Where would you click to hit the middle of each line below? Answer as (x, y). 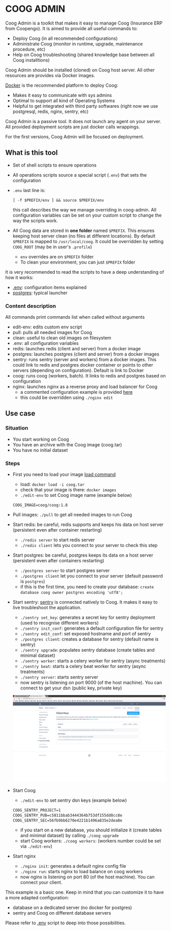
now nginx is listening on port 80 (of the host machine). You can (87, 877)
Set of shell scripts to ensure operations (54, 165)
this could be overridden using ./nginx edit (66, 398)
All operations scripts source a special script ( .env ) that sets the (80, 175)
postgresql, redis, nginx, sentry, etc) (51, 111)
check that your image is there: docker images (68, 490)
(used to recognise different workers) (60, 623)
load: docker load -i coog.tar (52, 484)
